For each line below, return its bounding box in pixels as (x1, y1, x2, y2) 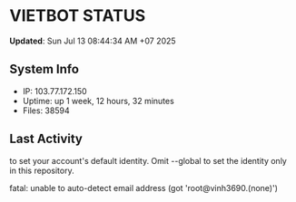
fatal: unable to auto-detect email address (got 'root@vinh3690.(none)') (9, 182, 279, 193)
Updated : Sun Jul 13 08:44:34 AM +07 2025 (9, 35, 176, 46)
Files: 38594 (22, 105, 70, 116)
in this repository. (9, 165, 74, 176)
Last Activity (9, 131, 84, 147)
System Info (9, 62, 80, 77)
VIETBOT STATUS (9, 5, 146, 26)
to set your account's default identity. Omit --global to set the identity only (9, 155, 288, 166)
